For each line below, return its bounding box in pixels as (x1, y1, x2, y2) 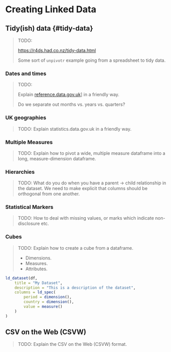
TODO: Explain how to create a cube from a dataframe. (17, 245, 134, 251)
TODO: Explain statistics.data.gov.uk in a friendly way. (17, 126, 132, 132)
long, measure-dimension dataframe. (17, 155, 96, 161)
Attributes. (25, 266, 47, 272)
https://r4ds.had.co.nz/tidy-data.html (17, 48, 96, 53)
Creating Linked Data (5, 4, 96, 15)
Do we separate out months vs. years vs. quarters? (17, 101, 126, 108)
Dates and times (5, 70, 47, 77)
